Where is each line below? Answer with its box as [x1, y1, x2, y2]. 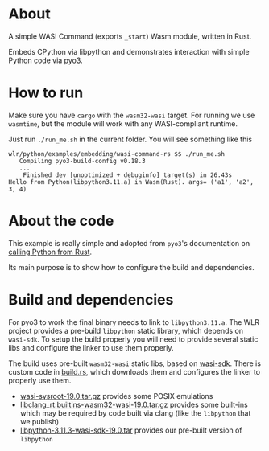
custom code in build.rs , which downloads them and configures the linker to [8, 367, 260, 376]
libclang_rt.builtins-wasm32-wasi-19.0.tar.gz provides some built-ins [19, 400, 248, 409]
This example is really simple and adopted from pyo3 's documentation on [8, 238, 250, 248]
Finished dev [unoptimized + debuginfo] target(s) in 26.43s [23, 170, 232, 179]
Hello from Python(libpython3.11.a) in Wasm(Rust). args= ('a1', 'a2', [8, 178, 254, 186]
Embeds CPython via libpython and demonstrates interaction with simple [8, 47, 250, 56]
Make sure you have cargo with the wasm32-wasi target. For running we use [8, 110, 255, 120]
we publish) [19, 416, 60, 426]
